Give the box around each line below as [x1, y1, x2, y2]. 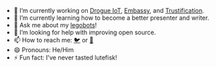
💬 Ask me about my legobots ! [13, 21, 97, 29]
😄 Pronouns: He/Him [13, 46, 74, 54]
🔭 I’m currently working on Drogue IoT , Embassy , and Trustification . [13, 7, 204, 14]
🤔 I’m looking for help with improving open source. [13, 28, 156, 36]
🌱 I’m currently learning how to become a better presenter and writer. [13, 14, 210, 22]
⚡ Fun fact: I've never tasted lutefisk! [13, 53, 118, 62]
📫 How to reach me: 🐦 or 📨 [13, 36, 94, 44]
